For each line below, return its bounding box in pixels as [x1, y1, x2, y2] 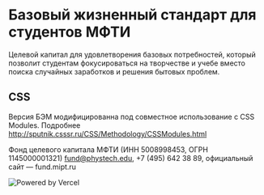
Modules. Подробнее [8, 120, 81, 130]
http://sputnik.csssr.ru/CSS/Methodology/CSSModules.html [8, 129, 207, 138]
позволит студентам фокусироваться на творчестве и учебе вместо [8, 58, 245, 68]
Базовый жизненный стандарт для [8, 6, 257, 24]
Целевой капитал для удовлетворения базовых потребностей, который [8, 49, 257, 59]
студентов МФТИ [8, 23, 131, 41]
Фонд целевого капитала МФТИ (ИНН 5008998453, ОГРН [8, 144, 209, 155]
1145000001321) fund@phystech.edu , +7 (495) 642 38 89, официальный [8, 153, 253, 163]
